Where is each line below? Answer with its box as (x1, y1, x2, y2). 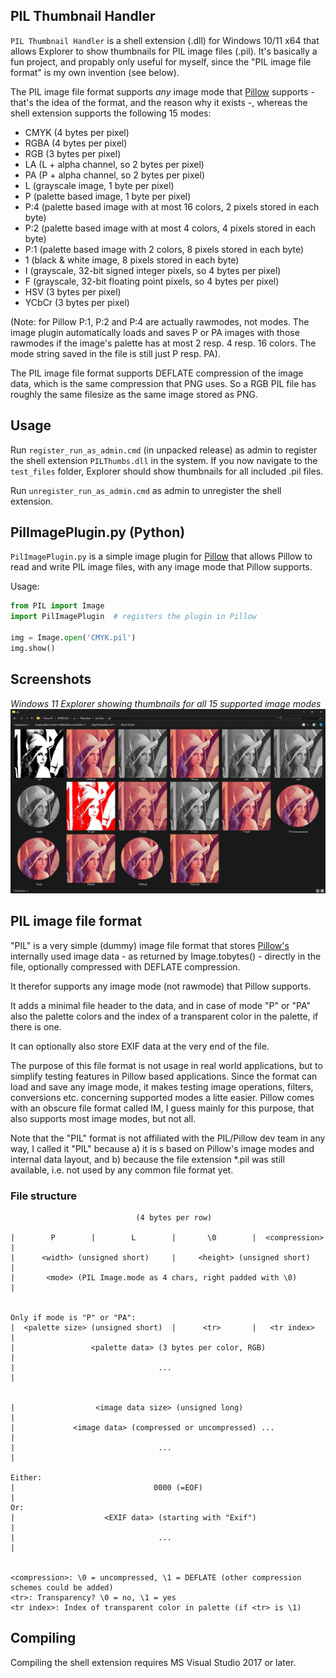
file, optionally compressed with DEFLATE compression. (10, 960, 241, 973)
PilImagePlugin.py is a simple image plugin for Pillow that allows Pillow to (10, 550, 313, 563)
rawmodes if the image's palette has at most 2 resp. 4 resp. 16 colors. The (10, 337, 317, 349)
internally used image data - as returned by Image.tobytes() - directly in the (10, 950, 322, 962)
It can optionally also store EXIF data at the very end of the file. (10, 1040, 270, 1052)
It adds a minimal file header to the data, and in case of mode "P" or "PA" (10, 999, 312, 1011)
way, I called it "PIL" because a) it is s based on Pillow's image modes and (10, 1142, 315, 1154)
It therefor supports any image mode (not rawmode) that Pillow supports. (10, 980, 312, 992)
